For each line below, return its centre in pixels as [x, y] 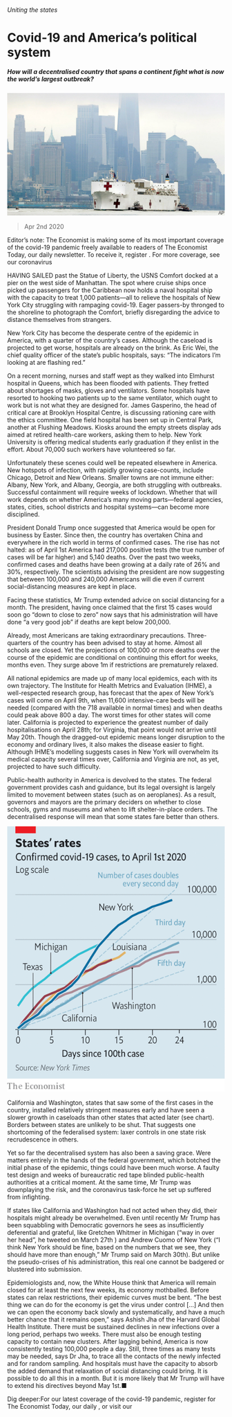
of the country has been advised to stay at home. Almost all [117, 643]
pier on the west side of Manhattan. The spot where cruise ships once [107, 283]
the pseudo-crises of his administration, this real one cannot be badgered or [116, 1262]
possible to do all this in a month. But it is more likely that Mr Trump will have [116, 1378]
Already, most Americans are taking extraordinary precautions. [96, 635]
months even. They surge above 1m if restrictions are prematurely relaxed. [113, 665]
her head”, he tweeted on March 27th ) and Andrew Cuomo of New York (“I [114, 1240]
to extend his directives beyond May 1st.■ [67, 1385]
